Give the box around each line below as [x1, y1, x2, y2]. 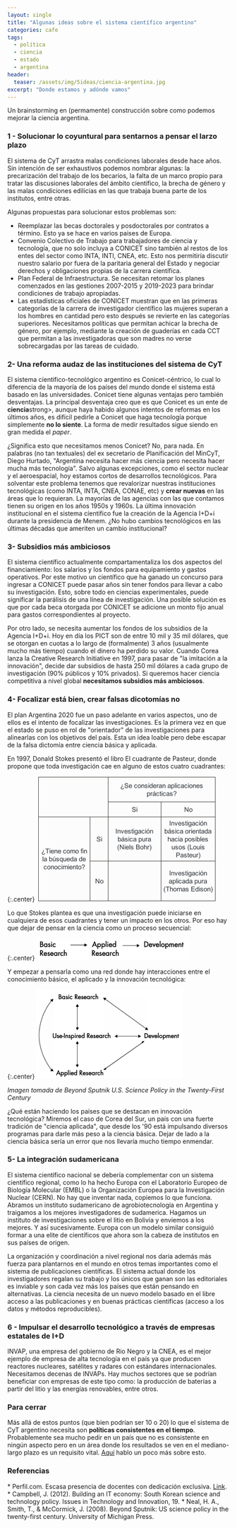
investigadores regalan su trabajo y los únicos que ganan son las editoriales [7, 1274, 228, 1283]
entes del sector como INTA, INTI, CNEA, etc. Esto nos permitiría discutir [17, 251, 229, 259]
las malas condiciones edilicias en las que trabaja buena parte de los [7, 186, 207, 194]
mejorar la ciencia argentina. [7, 114, 90, 122]
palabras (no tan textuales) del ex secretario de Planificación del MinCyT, [7, 449, 220, 457]
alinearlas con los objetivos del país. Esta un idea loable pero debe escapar [7, 733, 226, 742]
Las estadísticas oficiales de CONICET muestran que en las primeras [17, 296, 218, 305]
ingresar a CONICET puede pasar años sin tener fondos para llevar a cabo [7, 581, 224, 589]
